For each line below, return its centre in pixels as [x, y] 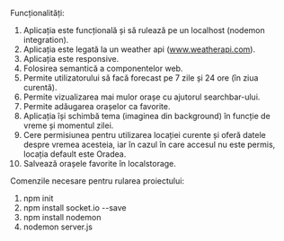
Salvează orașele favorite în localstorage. [99, 164]
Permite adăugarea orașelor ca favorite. [97, 106]
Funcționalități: [38, 13]
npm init [38, 198]
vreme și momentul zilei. [68, 125]
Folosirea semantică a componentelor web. [103, 68]
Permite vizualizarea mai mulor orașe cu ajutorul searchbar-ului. [142, 97]
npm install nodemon [62, 217]
